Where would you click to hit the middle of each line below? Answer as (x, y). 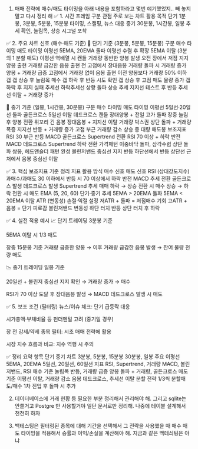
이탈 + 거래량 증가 (33, 95)
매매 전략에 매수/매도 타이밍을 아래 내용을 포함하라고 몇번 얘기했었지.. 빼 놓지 (103, 9)
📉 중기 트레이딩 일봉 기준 (35, 267)
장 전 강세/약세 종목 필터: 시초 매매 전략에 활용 (59, 332)
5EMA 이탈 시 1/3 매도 (32, 235)
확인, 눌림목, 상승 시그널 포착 (54, 31)
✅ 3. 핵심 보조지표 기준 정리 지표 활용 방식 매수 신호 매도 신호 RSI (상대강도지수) (98, 171)
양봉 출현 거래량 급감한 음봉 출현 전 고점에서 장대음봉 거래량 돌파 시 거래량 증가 (96, 65)
